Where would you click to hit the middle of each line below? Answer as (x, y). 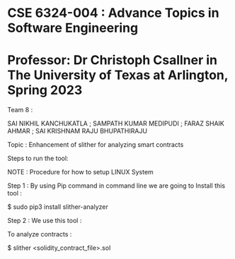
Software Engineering (73, 28)
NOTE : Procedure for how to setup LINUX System (80, 172)
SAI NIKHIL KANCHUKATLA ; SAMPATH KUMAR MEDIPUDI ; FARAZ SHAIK (116, 124)
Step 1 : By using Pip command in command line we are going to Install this (116, 186)
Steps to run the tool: (38, 158)
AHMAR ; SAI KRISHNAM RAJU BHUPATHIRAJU (77, 131)
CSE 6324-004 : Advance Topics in (113, 13)
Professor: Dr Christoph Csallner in (113, 60)
